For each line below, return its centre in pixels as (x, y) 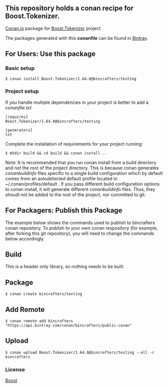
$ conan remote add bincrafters (39, 321)
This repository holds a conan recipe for (69, 8)
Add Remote (25, 309)
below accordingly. (25, 238)
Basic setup (20, 69)
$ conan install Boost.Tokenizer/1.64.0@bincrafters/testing (71, 79)
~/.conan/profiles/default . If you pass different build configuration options (82, 184)
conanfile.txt (18, 107)
